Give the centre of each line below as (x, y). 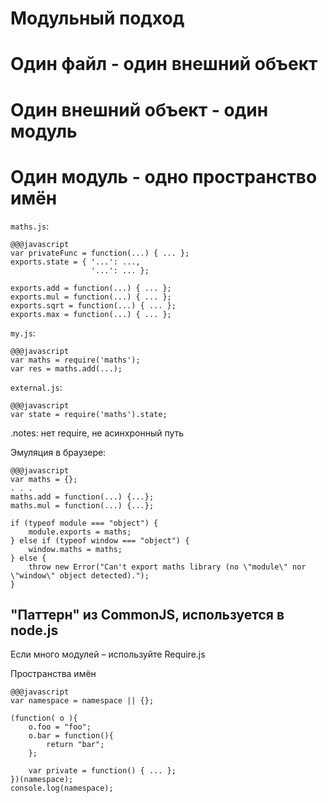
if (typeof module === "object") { (84, 523)
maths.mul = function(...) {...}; (82, 505)
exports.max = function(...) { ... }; (91, 314)
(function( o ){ (44, 718)
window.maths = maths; (75, 549)
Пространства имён (53, 674)
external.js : (36, 387)
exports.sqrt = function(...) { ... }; (93, 305)
